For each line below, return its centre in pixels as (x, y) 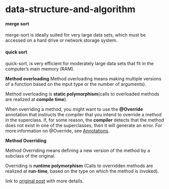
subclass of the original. (31, 155)
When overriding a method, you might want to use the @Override (74, 109)
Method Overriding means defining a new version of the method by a (78, 150)
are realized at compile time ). (36, 99)
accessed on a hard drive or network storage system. (61, 40)
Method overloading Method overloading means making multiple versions (83, 78)
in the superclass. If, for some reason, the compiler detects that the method (85, 120)
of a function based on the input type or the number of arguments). (76, 84)
